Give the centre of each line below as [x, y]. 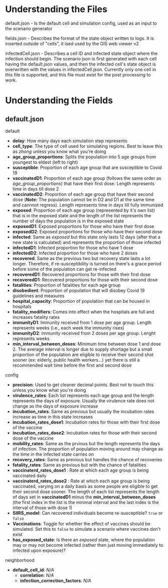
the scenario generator [29, 28]
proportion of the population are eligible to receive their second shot [83, 354]
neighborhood [20, 560]
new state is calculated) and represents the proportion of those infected [87, 242]
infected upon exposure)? [39, 550]
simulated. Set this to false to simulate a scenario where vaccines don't [87, 529]
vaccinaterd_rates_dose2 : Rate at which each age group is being [81, 481]
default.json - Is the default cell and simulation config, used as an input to [81, 23]
